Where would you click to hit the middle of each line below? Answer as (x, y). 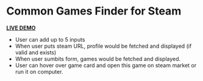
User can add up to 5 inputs (50, 39)
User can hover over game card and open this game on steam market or (106, 65)
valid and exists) (36, 52)
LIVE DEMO (21, 28)
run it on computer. (39, 71)
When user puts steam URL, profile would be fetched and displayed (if (103, 46)
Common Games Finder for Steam (94, 11)
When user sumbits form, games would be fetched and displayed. (98, 59)
